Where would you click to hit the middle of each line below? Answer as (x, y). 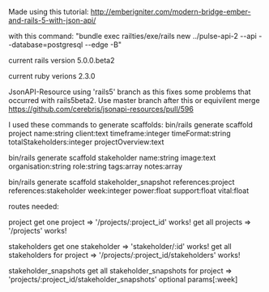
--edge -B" (103, 45)
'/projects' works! (38, 231)
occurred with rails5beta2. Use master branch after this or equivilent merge (134, 100)
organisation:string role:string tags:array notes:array (96, 166)
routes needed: (34, 206)
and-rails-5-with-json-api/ (52, 20)
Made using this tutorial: (49, 12)
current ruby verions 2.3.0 (52, 76)
